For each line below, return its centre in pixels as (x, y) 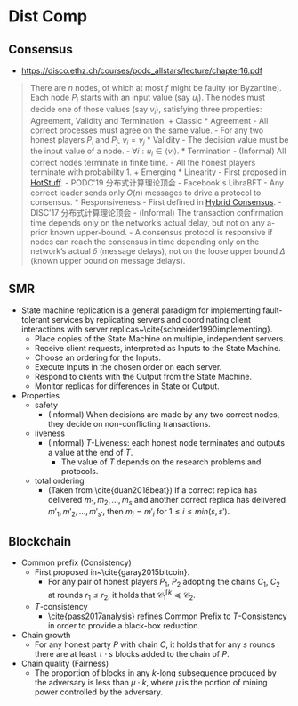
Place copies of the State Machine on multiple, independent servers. (160, 339)
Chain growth (46, 635)
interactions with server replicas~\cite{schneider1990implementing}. (147, 329)
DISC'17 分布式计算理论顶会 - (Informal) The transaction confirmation (157, 213)
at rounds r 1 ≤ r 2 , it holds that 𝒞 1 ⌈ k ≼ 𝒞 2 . (122, 595)
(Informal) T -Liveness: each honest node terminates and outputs (166, 443)
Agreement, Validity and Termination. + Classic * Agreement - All (149, 120)
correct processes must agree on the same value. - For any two (147, 130)
